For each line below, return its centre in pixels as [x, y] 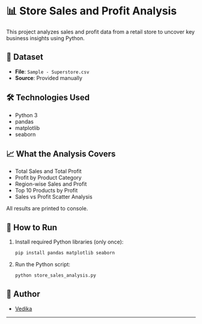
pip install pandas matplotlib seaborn [65, 253]
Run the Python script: [43, 264]
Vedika [23, 308]
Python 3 [26, 115]
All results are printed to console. [47, 209]
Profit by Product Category [48, 178]
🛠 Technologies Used [48, 98]
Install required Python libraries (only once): [69, 242]
